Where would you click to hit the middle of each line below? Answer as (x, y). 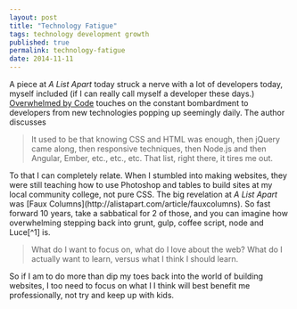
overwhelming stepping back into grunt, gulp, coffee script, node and (137, 223)
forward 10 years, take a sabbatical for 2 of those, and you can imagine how (148, 213)
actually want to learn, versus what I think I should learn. (135, 259)
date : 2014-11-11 (41, 59)
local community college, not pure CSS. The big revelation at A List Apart (144, 194)
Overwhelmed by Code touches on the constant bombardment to (129, 103)
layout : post (33, 17)
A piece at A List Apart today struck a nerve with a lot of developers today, (146, 84)
